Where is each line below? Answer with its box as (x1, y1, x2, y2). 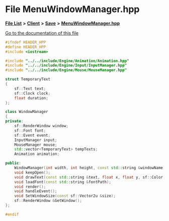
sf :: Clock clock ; (14, 91, 51, 96)
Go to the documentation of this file (5, 30, 79, 36)
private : (5, 119, 24, 124)
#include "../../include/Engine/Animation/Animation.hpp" (5, 58, 129, 64)
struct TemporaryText (5, 77, 51, 82)
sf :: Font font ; (14, 128, 46, 133)
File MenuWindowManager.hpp (5, 4, 140, 15)
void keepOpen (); (14, 170, 51, 175)
